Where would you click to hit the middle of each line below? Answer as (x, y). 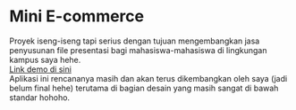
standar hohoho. (39, 97)
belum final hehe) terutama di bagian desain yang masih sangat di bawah (144, 88)
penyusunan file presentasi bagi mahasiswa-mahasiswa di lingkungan (138, 50)
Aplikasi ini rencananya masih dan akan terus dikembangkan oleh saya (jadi (148, 78)
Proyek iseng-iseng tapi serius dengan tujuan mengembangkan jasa (135, 41)
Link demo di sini (40, 69)
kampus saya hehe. (45, 59)
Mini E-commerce (77, 16)
